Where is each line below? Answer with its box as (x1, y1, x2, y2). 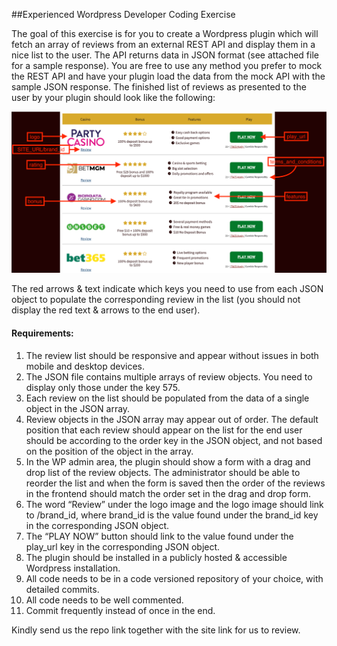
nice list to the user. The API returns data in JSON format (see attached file (11, 49, 319, 61)
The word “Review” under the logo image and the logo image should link (25, 498, 324, 510)
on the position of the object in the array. (25, 445, 194, 457)
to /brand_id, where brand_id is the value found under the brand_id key (25, 509, 319, 521)
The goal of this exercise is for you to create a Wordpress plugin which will (11, 28, 319, 39)
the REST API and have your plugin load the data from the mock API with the (11, 70, 326, 82)
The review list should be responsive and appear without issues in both (25, 349, 319, 361)
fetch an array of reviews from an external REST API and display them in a (11, 39, 316, 50)
